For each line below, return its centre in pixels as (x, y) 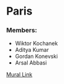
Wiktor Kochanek (37, 43)
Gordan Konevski (37, 57)
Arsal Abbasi (31, 63)
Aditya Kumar (32, 50)
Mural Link (19, 75)
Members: (22, 30)
